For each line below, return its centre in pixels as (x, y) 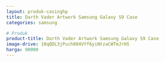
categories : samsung (32, 22)
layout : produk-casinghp (37, 12)
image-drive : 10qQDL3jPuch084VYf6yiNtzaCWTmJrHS (68, 44)
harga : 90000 (22, 50)
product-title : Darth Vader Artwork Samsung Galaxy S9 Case (83, 39)
